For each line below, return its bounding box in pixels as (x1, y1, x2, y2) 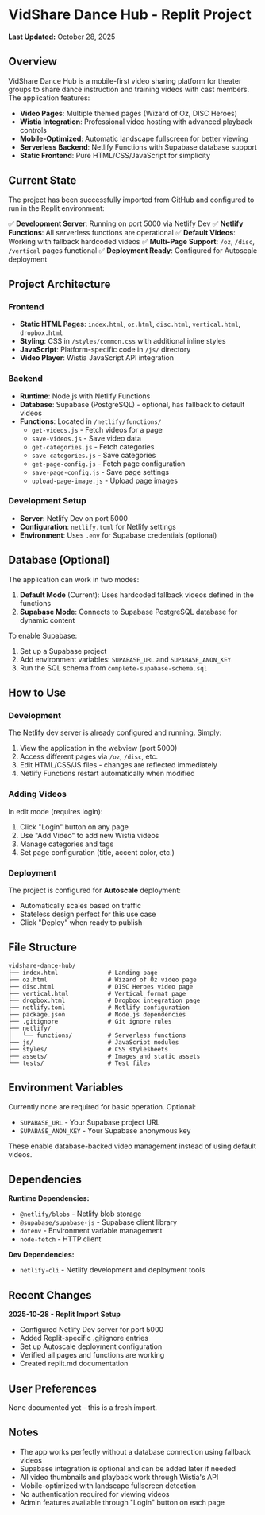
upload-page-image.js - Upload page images (31, 476, 179, 485)
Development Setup (8, 495, 86, 507)
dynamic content (19, 615, 75, 625)
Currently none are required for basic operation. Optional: (8, 1101, 197, 1111)
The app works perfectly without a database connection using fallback (19, 1447, 252, 1456)
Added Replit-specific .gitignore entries (19, 1334, 149, 1343)
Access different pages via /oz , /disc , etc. (19, 752, 159, 761)
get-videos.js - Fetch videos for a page (31, 425, 163, 434)
